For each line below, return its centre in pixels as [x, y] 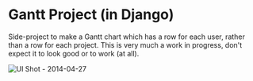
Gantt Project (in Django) [91, 15]
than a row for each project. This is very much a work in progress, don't [125, 44]
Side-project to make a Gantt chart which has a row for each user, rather [127, 37]
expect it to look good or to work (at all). [74, 53]
